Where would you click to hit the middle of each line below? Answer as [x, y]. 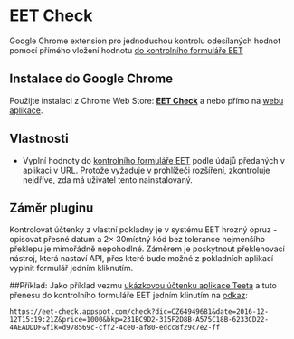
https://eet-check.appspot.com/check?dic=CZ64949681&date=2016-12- [139, 312]
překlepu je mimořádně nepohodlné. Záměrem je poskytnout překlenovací [147, 249]
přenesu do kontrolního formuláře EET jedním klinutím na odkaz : [129, 296]
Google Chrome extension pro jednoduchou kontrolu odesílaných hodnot [145, 41]
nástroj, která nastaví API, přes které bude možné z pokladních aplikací [142, 259]
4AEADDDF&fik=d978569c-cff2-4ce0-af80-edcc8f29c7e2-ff [115, 328]
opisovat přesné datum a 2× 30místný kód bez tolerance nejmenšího [137, 240]
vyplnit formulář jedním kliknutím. [71, 268]
